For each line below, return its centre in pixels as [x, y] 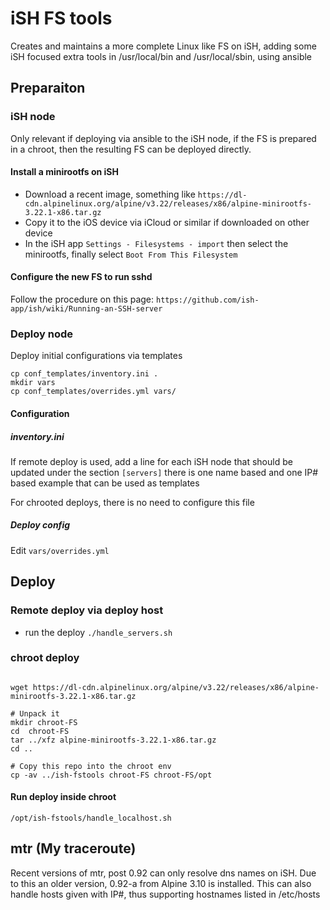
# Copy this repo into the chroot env [91, 766]
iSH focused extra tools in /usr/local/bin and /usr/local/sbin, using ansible [161, 56]
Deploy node [42, 334]
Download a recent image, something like [110, 194]
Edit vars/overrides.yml [60, 550]
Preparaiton [48, 88]
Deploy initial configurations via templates [96, 356]
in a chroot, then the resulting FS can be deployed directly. [131, 149]
